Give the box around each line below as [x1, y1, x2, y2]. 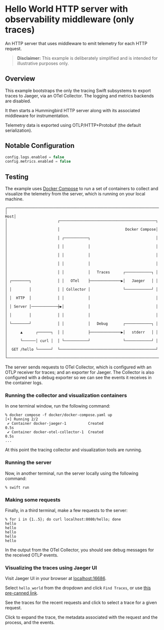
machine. [5, 196, 24, 202]
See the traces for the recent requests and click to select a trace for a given [5, 600, 157, 606]
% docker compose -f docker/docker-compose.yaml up [5, 412, 112, 417]
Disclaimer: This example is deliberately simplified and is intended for [17, 55, 158, 61]
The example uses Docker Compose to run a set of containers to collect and [5, 186, 159, 192]
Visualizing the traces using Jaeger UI [5, 564, 97, 571]
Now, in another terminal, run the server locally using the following [5, 470, 139, 476]
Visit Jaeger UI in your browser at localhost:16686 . [5, 576, 106, 582]
